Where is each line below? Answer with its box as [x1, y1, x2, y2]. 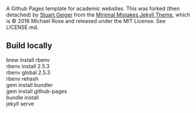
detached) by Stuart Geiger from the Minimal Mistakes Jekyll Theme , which [6, 11, 191, 18]
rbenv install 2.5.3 [6, 62, 50, 69]
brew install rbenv [6, 56, 50, 64]
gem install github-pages [6, 88, 68, 95]
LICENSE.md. [6, 24, 39, 31]
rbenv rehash [6, 75, 39, 82]
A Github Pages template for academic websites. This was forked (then [6, 5, 180, 12]
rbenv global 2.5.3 [6, 69, 50, 76]
